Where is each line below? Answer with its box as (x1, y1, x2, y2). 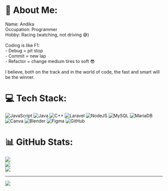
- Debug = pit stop (5, 47, 43, 53)
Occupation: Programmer (5, 26, 57, 32)
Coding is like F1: (5, 42, 40, 48)
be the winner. (5, 74, 35, 80)
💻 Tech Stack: (5, 92, 67, 104)
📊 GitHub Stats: (5, 136, 73, 148)
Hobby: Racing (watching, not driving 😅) (5, 31, 89, 37)
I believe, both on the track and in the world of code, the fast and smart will (5, 68, 160, 74)
